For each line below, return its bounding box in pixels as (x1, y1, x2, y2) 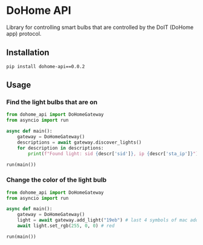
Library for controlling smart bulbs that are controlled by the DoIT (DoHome (6, 24, 194, 31)
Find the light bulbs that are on (6, 98, 98, 106)
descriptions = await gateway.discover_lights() (17, 139, 142, 145)
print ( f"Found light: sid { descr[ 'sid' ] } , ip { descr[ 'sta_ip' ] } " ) (28, 150, 199, 157)
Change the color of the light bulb (6, 176, 107, 184)
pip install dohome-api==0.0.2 (6, 63, 85, 69)
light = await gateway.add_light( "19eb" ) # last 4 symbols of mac (17, 217, 188, 223)
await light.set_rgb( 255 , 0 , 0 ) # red (17, 223, 115, 229)
